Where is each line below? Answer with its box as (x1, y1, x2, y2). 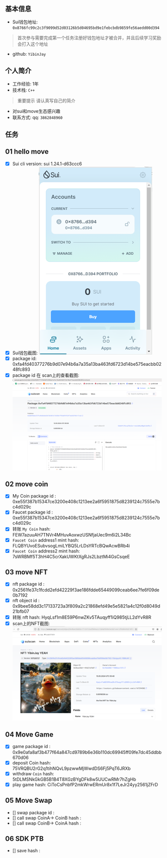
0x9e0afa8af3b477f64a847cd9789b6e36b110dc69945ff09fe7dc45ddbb (12, 749, 162, 755)
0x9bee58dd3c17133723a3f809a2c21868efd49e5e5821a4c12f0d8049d (12, 603, 161, 609)
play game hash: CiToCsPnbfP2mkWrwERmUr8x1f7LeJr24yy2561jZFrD (12, 781, 158, 787)
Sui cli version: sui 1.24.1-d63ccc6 (12, 161, 82, 167)
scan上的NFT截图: (12, 620, 50, 626)
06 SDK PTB (5, 834, 44, 843)
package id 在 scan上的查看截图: (12, 372, 80, 378)
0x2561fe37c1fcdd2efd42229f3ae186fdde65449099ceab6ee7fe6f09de (12, 587, 160, 593)
